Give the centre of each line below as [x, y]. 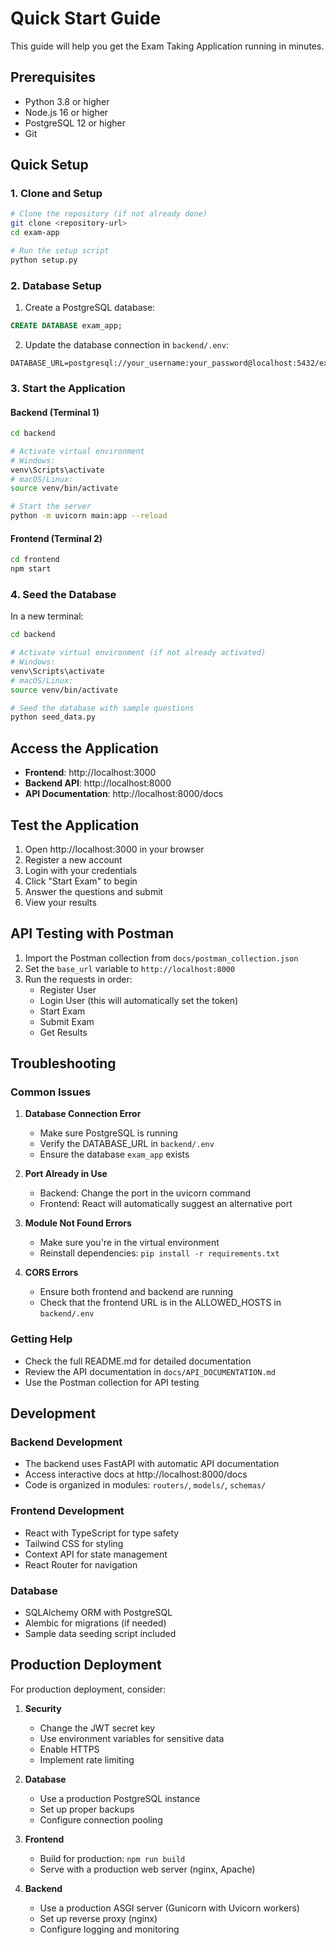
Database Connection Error [83, 1114]
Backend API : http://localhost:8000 [98, 783]
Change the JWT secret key [97, 1728]
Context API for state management [96, 1554]
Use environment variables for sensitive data [132, 1738]
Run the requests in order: [78, 979]
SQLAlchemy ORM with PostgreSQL [98, 1613]
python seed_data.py [53, 717]
